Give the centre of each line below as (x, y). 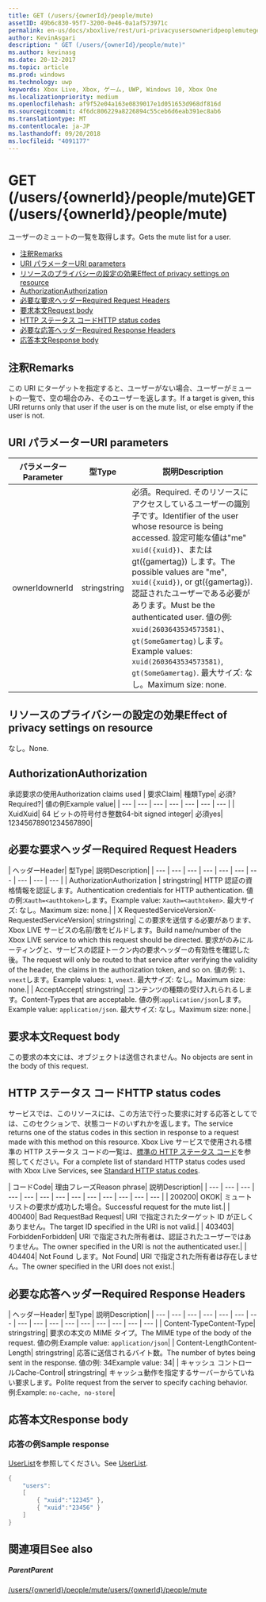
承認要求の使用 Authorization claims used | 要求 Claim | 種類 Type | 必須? (122, 794)
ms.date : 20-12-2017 (42, 60)
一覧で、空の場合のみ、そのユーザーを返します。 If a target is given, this (138, 399)
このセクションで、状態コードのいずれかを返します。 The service (127, 1123)
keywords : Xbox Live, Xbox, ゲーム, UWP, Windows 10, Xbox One (113, 89)
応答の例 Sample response (59, 1444)
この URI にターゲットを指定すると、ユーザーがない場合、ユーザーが (120, 388)
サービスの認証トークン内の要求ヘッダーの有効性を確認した (153, 949)
